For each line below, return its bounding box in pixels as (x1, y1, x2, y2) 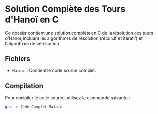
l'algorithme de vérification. (5, 40, 61, 46)
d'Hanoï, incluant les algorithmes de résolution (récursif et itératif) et (5, 35, 143, 41)
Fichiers (5, 55, 30, 63)
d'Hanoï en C (5, 14, 59, 25)
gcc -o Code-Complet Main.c (5, 104, 63, 109)
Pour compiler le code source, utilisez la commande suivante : (5, 94, 131, 101)
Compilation (5, 82, 43, 90)
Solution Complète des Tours (5, 3, 126, 15)
